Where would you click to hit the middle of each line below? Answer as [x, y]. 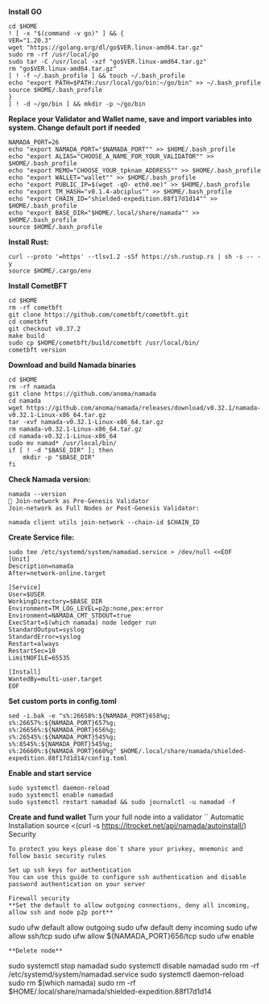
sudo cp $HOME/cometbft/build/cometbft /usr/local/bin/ [104, 343]
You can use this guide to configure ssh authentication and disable [128, 877]
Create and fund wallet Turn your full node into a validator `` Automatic [126, 817]
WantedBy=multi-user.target [56, 679]
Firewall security [39, 898]
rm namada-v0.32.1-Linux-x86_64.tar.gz [75, 429]
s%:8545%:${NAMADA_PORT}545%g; [61, 744]
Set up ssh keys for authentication [70, 870]
